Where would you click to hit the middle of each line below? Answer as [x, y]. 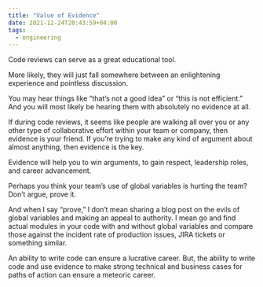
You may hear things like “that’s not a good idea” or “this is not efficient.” [126, 98]
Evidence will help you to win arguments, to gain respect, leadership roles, [128, 163]
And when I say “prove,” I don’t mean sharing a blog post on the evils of [124, 210]
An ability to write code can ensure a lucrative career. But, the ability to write [132, 258]
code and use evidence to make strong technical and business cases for [125, 267]
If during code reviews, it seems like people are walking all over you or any [129, 122]
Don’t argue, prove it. [42, 194]
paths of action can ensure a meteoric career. [82, 275]
